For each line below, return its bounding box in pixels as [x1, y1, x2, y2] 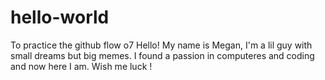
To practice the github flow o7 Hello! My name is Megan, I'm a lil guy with [10, 39, 313, 51]
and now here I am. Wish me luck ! [10, 60, 153, 72]
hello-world [10, 6, 110, 29]
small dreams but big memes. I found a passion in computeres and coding [10, 49, 315, 61]
